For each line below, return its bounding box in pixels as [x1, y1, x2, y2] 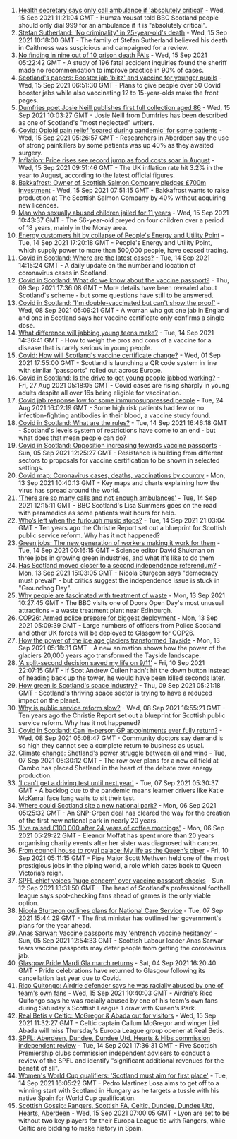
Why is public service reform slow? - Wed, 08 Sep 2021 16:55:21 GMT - [18, 704, 226, 712]
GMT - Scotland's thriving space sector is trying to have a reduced [18, 688, 213, 697]
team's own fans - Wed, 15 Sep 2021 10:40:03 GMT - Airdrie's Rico [18, 989, 213, 997]
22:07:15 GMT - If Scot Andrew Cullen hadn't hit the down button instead [18, 667, 230, 674]
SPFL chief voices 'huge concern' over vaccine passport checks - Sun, [18, 876, 226, 885]
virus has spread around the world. [18, 487, 121, 494]
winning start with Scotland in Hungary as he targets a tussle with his [18, 1087, 219, 1095]
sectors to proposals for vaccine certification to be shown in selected [18, 456, 220, 465]
